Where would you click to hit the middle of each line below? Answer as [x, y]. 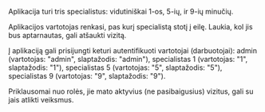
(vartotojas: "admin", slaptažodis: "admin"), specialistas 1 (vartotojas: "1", [128, 59]
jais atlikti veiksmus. [41, 100]
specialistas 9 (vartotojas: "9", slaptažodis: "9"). [87, 76]
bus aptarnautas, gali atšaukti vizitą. [67, 35]
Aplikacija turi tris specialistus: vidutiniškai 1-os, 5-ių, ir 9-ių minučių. [121, 12]
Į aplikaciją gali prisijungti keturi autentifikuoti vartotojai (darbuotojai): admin [133, 50]
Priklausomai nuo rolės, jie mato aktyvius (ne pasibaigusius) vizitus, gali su [131, 91]
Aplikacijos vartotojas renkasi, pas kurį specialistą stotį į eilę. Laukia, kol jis [131, 27]
